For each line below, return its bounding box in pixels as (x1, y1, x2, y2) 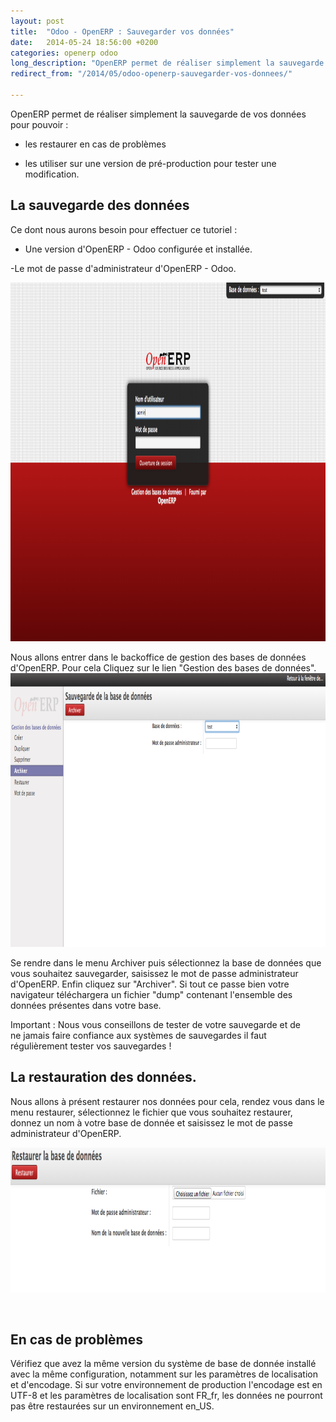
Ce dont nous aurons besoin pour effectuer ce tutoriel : (10, 223, 238, 235)
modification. (24, 168, 80, 180)
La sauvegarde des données (10, 197, 190, 214)
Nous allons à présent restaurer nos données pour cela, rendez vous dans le (10, 1095, 325, 1107)
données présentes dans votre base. (10, 999, 162, 1011)
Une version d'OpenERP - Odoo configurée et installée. (24, 243, 253, 255)
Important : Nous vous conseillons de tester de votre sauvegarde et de (10, 1018, 301, 1030)
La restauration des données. (10, 1069, 197, 1086)
